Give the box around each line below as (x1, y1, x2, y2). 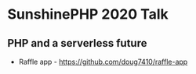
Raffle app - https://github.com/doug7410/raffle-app (18, 57, 188, 66)
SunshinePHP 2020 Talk (7, 5, 169, 23)
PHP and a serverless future (7, 37, 147, 50)
